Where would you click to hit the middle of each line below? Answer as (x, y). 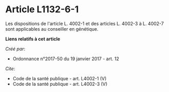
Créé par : (15, 49)
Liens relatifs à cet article (33, 39)
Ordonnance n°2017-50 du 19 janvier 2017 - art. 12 (66, 59)
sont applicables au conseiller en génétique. (52, 29)
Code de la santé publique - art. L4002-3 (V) (60, 84)
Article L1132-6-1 (42, 9)
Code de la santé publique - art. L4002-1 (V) (59, 78)
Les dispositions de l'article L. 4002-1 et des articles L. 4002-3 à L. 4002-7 (84, 24)
